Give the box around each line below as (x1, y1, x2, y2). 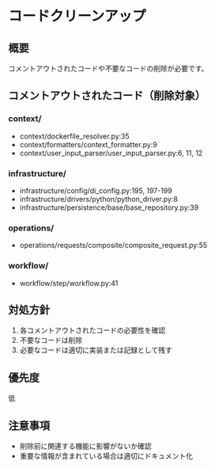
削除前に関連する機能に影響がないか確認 (19, 441, 152, 451)
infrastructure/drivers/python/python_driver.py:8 (19, 194, 178, 204)
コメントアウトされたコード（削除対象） (8, 89, 206, 103)
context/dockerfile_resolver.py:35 (19, 131, 130, 141)
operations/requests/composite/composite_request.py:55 (19, 241, 208, 250)
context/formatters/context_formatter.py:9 (19, 139, 158, 149)
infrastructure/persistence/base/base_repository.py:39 (19, 203, 199, 212)
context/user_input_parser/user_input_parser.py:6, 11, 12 (19, 148, 203, 158)
